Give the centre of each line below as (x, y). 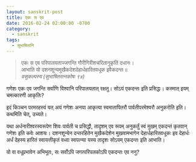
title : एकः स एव (25, 18)
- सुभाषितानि (23, 46)
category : (19, 29)
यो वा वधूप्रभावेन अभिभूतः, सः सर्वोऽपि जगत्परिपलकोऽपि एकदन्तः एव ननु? (73, 152)
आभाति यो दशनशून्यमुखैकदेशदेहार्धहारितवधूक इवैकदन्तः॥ (74, 70)
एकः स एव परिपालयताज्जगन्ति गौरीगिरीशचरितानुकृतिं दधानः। (77, 63)
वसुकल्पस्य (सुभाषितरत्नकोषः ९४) (53, 76)
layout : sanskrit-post (35, 12)
